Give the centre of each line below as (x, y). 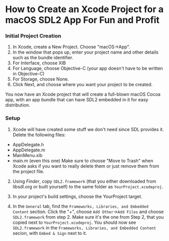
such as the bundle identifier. (43, 58)
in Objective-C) (28, 74)
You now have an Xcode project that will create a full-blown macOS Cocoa (83, 94)
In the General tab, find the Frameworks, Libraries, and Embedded (80, 206)
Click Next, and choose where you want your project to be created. (82, 85)
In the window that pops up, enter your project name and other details (85, 52)
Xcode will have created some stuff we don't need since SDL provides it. (88, 129)
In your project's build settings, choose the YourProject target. (77, 196)
